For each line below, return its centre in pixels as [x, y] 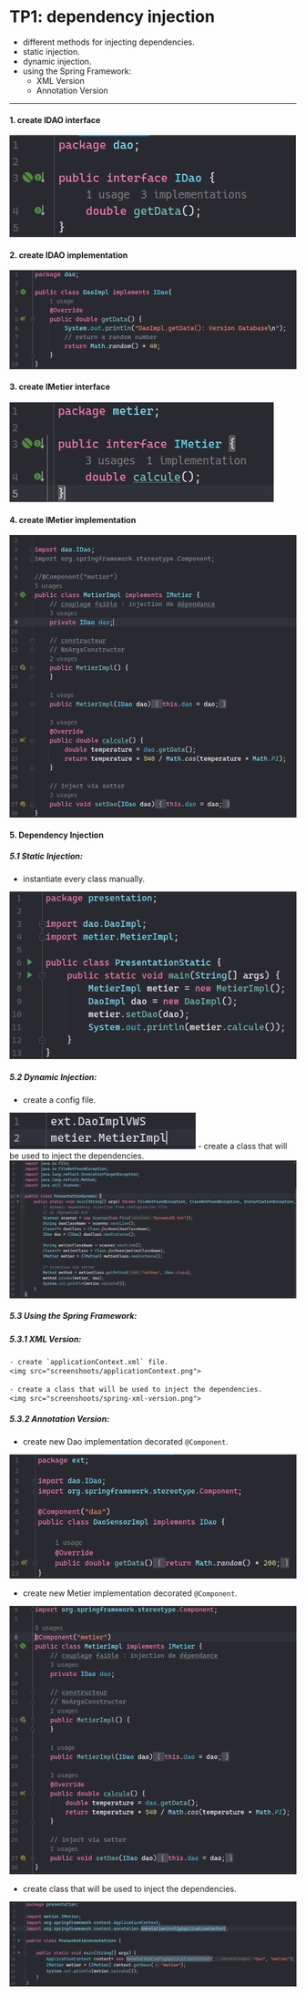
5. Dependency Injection [57, 835]
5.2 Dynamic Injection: [53, 1076]
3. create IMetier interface [60, 387]
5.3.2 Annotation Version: [60, 1418]
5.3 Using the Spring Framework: [73, 1316]
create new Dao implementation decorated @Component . [125, 1442]
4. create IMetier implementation [73, 520]
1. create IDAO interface [55, 119]
